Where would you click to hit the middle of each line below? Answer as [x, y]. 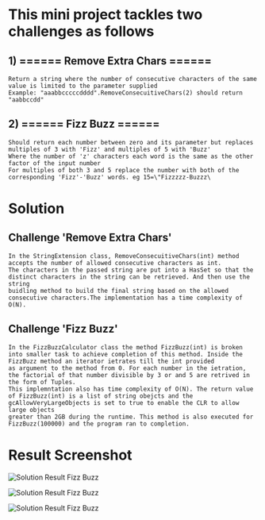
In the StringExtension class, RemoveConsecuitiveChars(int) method [124, 256]
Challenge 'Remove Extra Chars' [90, 238]
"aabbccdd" [26, 100]
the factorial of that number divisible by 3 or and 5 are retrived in [129, 375]
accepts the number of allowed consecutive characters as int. [115, 263]
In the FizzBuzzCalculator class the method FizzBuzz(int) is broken [126, 347]
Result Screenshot [70, 455]
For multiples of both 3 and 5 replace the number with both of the [124, 170]
